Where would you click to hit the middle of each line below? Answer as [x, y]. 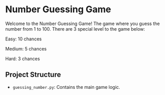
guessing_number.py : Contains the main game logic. [66, 87]
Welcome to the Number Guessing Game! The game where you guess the [82, 23]
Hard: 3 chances [23, 58]
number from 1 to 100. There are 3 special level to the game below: [75, 29]
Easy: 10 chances [23, 39]
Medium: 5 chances [26, 49]
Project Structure [33, 75]
